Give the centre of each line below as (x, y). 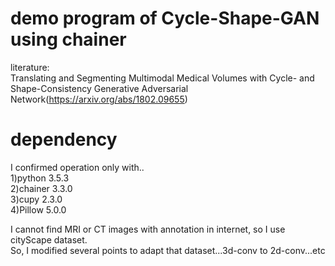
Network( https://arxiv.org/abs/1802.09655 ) (99, 99)
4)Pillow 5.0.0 (38, 209)
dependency (64, 139)
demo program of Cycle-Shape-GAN (165, 18)
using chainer (68, 39)
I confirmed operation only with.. (77, 167)
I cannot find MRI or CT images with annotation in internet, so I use (148, 229)
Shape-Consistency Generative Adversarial (99, 88)
